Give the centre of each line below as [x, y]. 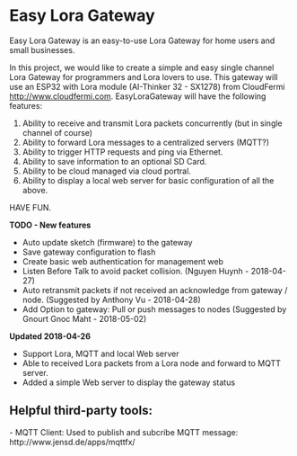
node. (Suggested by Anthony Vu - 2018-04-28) [112, 300]
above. [35, 190]
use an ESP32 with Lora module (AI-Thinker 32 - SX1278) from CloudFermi [147, 86]
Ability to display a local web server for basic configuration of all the [148, 180]
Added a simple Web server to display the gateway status [129, 382]
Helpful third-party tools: [81, 411]
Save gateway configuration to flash [89, 252]
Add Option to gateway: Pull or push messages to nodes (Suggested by [154, 309]
